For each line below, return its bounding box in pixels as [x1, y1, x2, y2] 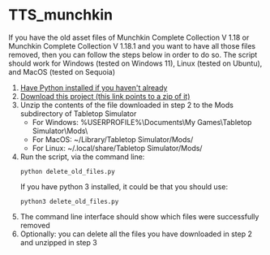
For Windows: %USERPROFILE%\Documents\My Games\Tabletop [32, 117, 252, 127]
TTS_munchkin [8, 6, 114, 24]
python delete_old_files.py [19, 167, 115, 175]
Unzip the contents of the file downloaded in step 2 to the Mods [19, 100, 234, 110]
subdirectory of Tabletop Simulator [19, 108, 137, 119]
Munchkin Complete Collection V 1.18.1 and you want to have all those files [8, 41, 256, 50]
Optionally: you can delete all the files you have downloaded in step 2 [19, 229, 253, 239]
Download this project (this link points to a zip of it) [19, 91, 191, 101]
